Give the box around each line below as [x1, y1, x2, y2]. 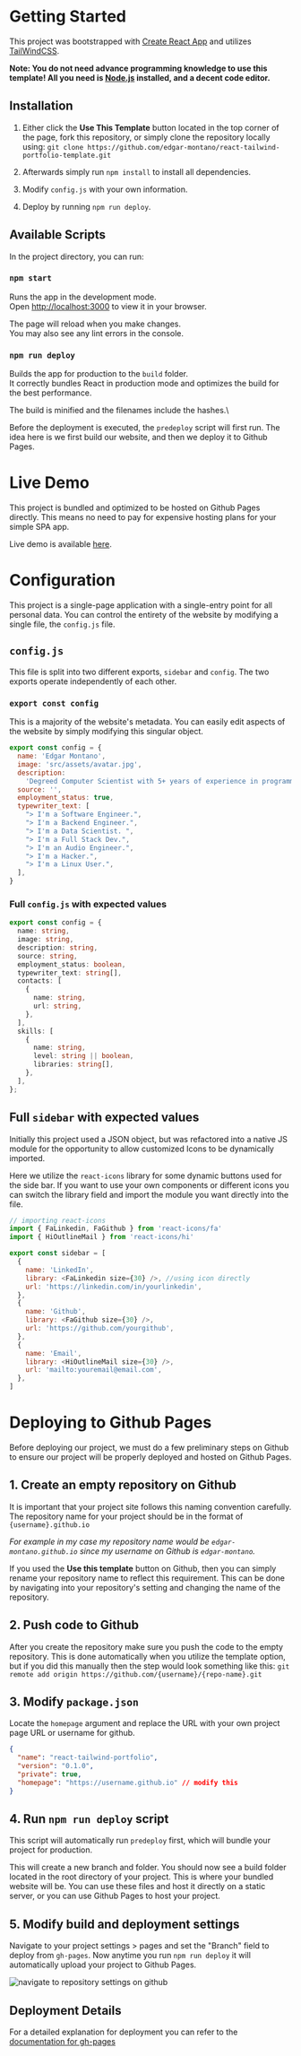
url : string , [32, 1002, 82, 1011]
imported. [9, 1152, 46, 1163]
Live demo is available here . [9, 539, 112, 550]
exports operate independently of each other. [9, 675, 177, 687]
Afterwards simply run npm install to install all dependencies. [21, 166, 252, 177]
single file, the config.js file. [9, 619, 116, 629]
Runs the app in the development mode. [9, 291, 157, 302]
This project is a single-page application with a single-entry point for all [9, 600, 273, 611]
